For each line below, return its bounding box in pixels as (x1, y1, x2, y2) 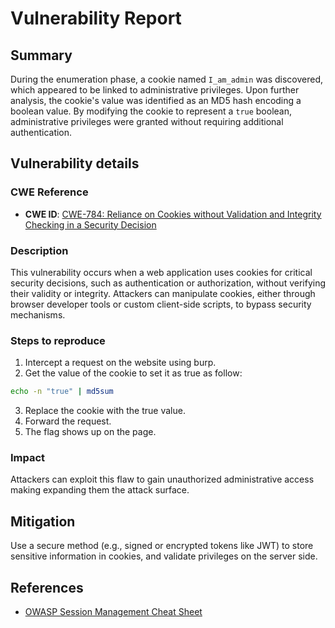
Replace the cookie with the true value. (24, 405, 186, 417)
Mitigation (10, 513, 76, 530)
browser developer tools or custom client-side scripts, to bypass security (10, 298, 312, 310)
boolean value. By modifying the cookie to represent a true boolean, (10, 105, 293, 117)
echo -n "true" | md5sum (10, 387, 114, 397)
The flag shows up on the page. (24, 426, 157, 438)
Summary (10, 47, 73, 64)
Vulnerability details (10, 155, 140, 172)
